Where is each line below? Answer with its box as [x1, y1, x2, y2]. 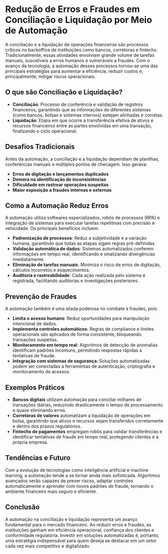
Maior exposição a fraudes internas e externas [12, 187, 112, 193]
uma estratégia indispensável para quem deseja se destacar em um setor [5, 537, 157, 543]
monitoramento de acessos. [12, 369, 70, 375]
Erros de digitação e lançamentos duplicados [12, 171, 109, 177]
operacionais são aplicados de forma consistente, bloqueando [12, 331, 142, 337]
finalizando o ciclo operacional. [12, 128, 78, 134]
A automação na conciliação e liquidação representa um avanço [5, 516, 138, 522]
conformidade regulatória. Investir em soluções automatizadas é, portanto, [5, 532, 159, 538]
